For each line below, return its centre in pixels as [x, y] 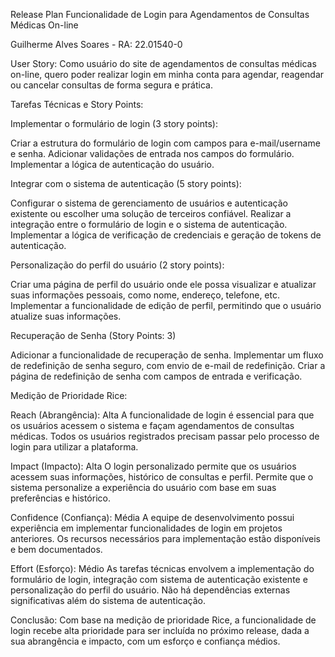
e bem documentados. [56, 549]
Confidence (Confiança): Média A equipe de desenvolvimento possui [152, 517]
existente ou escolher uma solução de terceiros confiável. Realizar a [151, 213]
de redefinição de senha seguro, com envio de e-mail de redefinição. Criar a [168, 365]
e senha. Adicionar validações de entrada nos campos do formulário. [152, 153]
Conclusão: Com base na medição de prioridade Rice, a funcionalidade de [163, 620]
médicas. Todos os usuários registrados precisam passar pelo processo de [165, 436]
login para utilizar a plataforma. [74, 447]
